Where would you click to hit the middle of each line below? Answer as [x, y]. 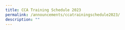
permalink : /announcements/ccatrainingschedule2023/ [63, 15]
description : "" [23, 19]
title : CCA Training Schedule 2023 [43, 10]
